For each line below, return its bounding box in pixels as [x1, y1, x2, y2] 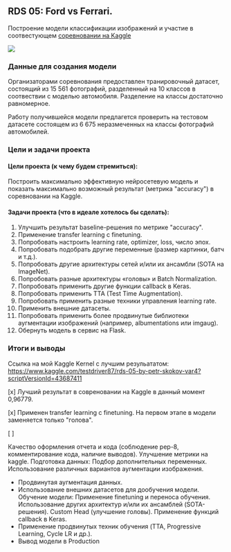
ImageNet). [17, 267, 50, 276]
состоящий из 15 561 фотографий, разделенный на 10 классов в [8, 84, 196, 93]
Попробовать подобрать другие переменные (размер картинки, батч [17, 245, 224, 253]
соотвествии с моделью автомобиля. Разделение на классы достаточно [8, 92, 223, 100]
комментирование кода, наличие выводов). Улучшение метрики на [8, 449, 208, 458]
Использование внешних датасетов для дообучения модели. [17, 485, 200, 494]
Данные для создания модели [8, 62, 117, 71]
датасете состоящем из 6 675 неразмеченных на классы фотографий [8, 121, 214, 129]
